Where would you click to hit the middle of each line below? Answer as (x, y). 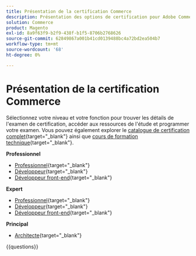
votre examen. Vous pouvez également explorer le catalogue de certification (98, 130)
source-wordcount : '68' (35, 50)
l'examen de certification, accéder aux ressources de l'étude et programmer (98, 124)
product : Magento (27, 28)
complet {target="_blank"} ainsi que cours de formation (72, 136)
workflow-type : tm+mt (32, 44)
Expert (14, 189)
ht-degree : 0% (23, 55)
